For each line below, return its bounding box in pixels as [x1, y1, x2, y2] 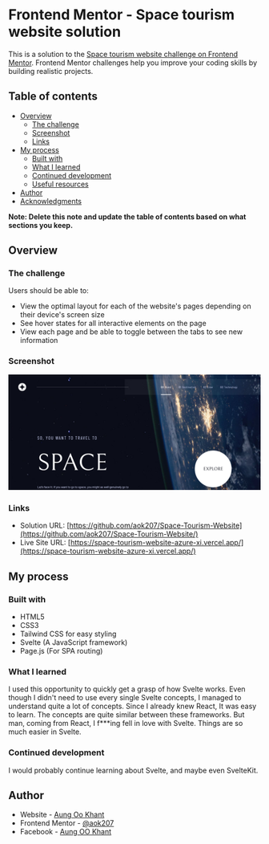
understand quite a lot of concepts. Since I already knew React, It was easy [8, 701, 257, 711]
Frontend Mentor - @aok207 [19, 818, 114, 828]
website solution [8, 22, 122, 41]
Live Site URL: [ [19, 538, 71, 548]
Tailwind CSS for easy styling [19, 629, 117, 639]
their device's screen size [19, 310, 106, 320]
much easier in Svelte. [8, 727, 82, 736]
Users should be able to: [8, 286, 90, 296]
